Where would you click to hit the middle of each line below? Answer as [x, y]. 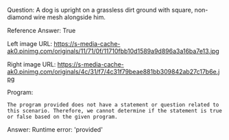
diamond [20, 17]
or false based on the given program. [62, 117]
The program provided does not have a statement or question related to [113, 105]
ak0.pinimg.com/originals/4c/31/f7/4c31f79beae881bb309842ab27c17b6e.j [113, 72]
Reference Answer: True [41, 31]
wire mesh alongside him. [70, 17]
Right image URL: [32, 64]
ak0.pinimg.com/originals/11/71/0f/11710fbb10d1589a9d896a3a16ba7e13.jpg [113, 51]
